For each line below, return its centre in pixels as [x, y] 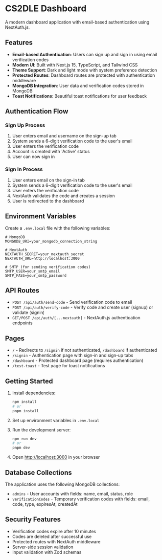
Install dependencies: [34, 393]
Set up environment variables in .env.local [56, 420]
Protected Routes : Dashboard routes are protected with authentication [83, 75]
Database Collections [38, 472]
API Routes [22, 290]
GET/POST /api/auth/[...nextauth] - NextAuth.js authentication [76, 318]
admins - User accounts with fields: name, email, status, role [72, 494]
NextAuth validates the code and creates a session [63, 196]
